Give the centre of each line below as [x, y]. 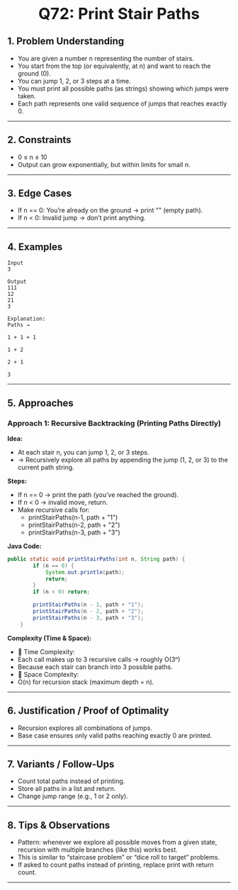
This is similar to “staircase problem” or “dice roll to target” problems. [119, 857]
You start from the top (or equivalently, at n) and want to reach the [114, 66]
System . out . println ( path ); [85, 572]
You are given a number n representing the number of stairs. [106, 58]
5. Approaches [41, 403]
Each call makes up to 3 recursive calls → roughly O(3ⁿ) [99, 659]
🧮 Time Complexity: [46, 651]
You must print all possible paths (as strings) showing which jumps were [123, 89]
